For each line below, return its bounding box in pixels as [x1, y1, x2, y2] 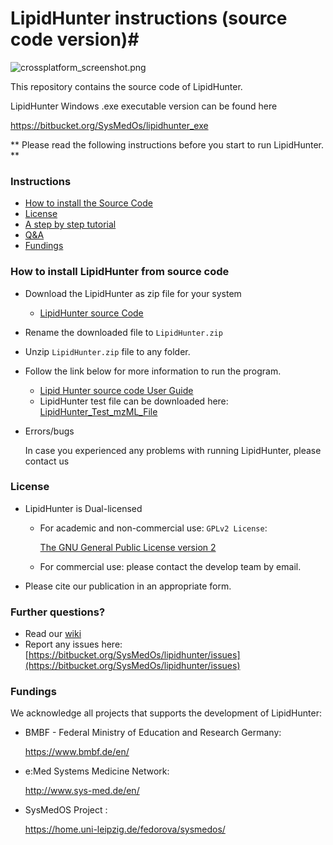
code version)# [10, 28, 140, 51]
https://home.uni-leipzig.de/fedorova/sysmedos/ [24, 823, 226, 836]
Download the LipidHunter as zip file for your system [24, 287, 242, 299]
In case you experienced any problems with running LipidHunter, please [24, 444, 322, 456]
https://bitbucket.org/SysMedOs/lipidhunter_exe [10, 119, 209, 131]
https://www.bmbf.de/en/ [24, 746, 130, 758]
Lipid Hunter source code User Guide [39, 384, 194, 396]
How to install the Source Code [24, 197, 153, 209]
